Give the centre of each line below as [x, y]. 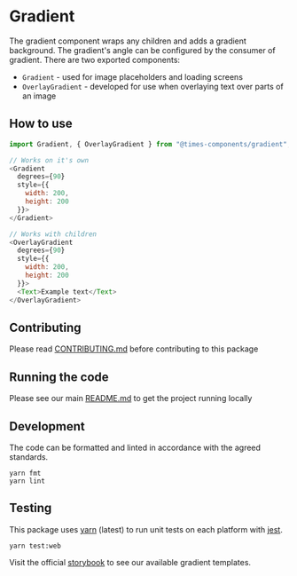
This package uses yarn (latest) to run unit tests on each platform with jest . [146, 529]
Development [47, 426]
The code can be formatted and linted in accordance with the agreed [135, 447]
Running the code [59, 377]
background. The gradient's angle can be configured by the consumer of [143, 50]
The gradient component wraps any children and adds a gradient [128, 41]
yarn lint [27, 481]
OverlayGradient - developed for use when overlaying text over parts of [152, 86]
